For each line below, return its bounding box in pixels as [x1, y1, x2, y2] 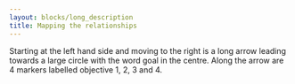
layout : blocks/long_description [9, 12, 134, 22]
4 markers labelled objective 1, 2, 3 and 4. [9, 64, 163, 75]
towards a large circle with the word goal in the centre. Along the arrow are [9, 55, 284, 65]
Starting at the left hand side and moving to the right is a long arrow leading [9, 45, 287, 56]
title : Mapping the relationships [9, 21, 138, 30]
